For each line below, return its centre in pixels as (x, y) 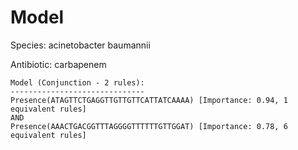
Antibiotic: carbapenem (58, 64)
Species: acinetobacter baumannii (80, 45)
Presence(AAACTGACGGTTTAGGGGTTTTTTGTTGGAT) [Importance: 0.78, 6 (149, 126)
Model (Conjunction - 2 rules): (77, 82)
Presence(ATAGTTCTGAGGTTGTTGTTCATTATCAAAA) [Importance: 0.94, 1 (149, 100)
